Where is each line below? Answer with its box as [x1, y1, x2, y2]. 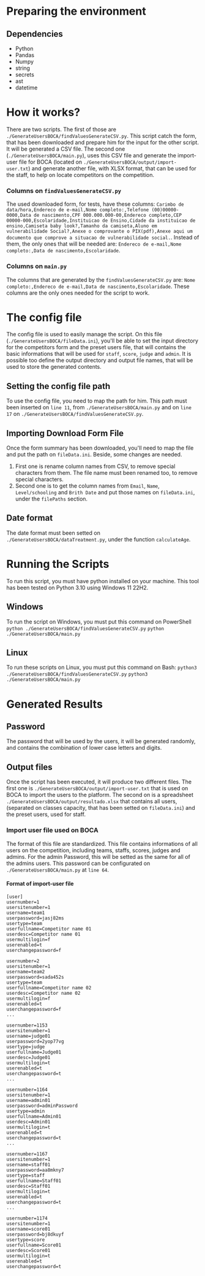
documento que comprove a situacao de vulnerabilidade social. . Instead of [6, 234, 199, 241]
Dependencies [6, 29, 63, 39]
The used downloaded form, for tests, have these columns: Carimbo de [6, 200, 184, 208]
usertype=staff [6, 1172, 45, 1179]
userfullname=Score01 [6, 1242, 62, 1248]
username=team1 [6, 910, 45, 916]
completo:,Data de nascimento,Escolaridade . [6, 247, 121, 254]
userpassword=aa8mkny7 [6, 1167, 64, 1173]
